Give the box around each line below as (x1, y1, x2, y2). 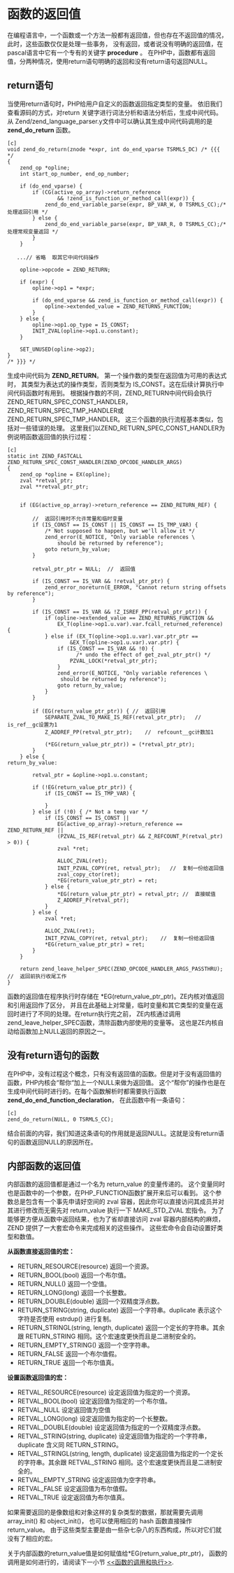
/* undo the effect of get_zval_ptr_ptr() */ (75, 651, 211, 658)
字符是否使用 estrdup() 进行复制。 (17, 1315, 115, 1323)
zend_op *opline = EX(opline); (20, 470, 111, 478)
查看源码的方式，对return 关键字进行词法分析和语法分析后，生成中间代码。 (7, 108, 222, 116)
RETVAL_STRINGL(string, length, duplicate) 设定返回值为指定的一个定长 (17, 1450, 224, 1458)
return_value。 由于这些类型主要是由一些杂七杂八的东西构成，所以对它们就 (7, 1525, 222, 1534)
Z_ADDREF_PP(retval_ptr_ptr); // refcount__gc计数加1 (44, 729, 214, 736)
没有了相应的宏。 (7, 1534, 57, 1543)
